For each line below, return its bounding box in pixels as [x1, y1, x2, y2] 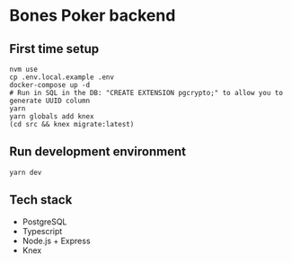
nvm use [9, 65, 39, 74]
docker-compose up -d [9, 81, 91, 90]
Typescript [22, 225, 63, 236]
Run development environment [9, 145, 187, 160]
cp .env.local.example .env [9, 73, 115, 82]
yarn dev [9, 168, 42, 177]
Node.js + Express [22, 235, 92, 246]
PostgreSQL [22, 216, 67, 227]
